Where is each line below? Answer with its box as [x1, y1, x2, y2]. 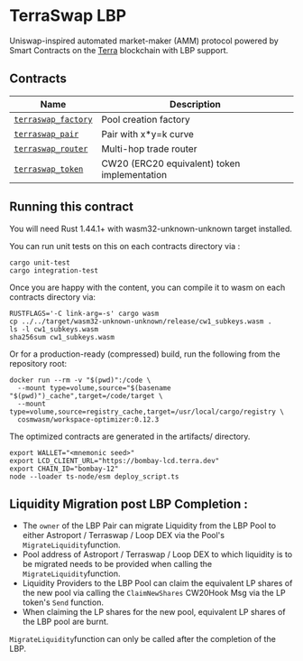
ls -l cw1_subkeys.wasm [9, 324, 99, 334]
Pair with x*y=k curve [101, 127, 194, 140]
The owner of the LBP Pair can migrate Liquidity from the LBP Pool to [22, 520, 277, 531]
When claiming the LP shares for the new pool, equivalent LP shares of [22, 607, 286, 618]
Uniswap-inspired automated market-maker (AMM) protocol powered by [9, 35, 280, 46]
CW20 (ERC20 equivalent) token [101, 157, 241, 170]
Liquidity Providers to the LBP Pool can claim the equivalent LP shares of [22, 578, 293, 589]
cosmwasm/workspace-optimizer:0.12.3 [17, 414, 160, 424]
